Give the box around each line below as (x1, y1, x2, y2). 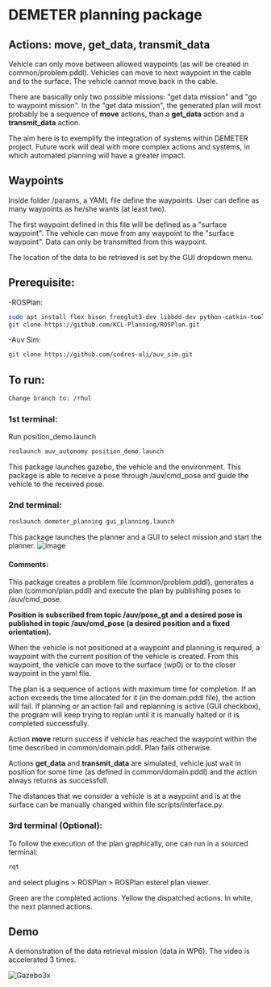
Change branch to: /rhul (8, 394, 92, 403)
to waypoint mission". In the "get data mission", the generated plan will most (8, 101, 261, 110)
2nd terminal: (8, 499, 62, 510)
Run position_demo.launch (8, 432, 97, 442)
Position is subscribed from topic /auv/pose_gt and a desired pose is (8, 610, 243, 619)
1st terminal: (8, 414, 58, 425)
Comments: (8, 559, 49, 569)
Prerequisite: (8, 276, 75, 290)
